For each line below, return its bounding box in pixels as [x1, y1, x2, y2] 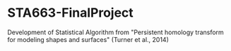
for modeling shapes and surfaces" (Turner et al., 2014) [7, 35, 170, 43]
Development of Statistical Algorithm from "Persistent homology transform [7, 28, 224, 36]
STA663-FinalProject [7, 5, 134, 21]
